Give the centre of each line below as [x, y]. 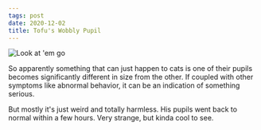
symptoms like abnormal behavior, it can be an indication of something [124, 85]
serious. [21, 94]
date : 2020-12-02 [37, 23]
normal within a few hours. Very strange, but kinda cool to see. [111, 118]
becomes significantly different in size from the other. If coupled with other [131, 77]
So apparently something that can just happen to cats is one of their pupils [130, 69]
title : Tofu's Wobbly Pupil [55, 30]
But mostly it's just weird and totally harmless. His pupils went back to [123, 109]
